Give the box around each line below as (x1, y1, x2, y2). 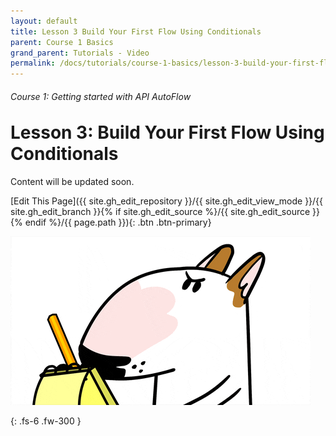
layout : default (10, 16, 78, 26)
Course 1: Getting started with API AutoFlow (10, 90, 192, 102)
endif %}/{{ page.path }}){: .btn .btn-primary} (24, 216, 212, 229)
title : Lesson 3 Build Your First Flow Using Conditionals (10, 26, 262, 37)
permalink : (10, 58, 56, 69)
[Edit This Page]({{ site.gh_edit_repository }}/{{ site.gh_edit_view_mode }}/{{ (10, 195, 324, 207)
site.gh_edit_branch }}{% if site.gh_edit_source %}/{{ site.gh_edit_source (10, 206, 311, 218)
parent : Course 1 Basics (10, 37, 114, 47)
